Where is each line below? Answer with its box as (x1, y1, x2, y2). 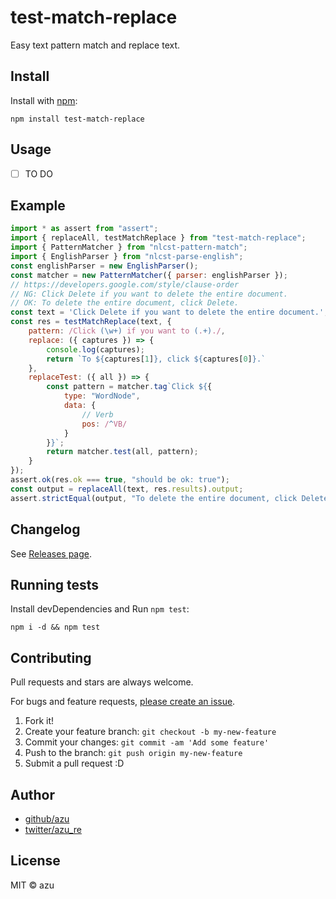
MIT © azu (10, 879, 55, 891)
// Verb (81, 409, 114, 420)
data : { (63, 401, 97, 411)
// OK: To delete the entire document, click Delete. (10, 298, 240, 308)
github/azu (24, 812, 70, 825)
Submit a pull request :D (24, 757, 125, 770)
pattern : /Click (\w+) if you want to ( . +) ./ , (28, 326, 226, 336)
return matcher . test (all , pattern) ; (46, 447, 199, 457)
